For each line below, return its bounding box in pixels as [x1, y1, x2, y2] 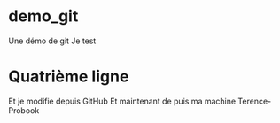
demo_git [8, 6, 79, 27]
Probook [8, 104, 40, 116]
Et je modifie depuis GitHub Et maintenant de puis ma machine [8, 96, 237, 106]
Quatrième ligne [8, 66, 129, 87]
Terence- [237, 96, 272, 106]
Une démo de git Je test [8, 35, 97, 46]
